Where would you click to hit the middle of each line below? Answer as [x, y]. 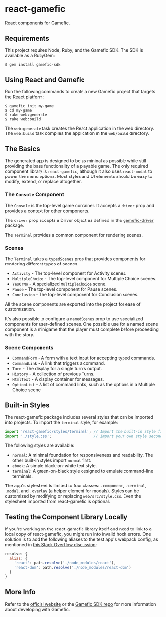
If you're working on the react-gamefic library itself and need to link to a [78, 529]
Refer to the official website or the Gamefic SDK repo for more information [81, 604]
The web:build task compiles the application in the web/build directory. [77, 133]
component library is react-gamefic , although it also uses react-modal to [79, 171]
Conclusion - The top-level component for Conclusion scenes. [75, 294]
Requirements [27, 38]
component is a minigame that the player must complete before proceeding [82, 329]
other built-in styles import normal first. [52, 460]
